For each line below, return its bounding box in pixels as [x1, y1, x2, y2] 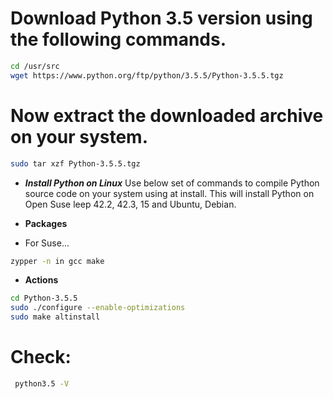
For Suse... [24, 237, 70, 249]
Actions [24, 274, 59, 286]
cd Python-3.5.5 [10, 293, 78, 304]
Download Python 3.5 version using [10, 7, 313, 30]
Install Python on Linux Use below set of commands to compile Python [24, 177, 320, 189]
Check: [10, 346, 72, 369]
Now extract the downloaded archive [10, 104, 324, 127]
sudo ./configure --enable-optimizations [10, 303, 186, 313]
